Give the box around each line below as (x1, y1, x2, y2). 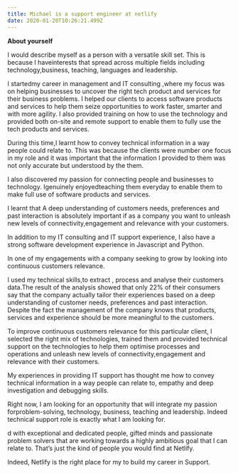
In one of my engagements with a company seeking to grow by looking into (7, 254, 227, 262)
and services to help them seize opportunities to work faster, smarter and (7, 102, 222, 110)
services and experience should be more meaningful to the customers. (7, 313, 215, 321)
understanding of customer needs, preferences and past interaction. (7, 298, 208, 307)
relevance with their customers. (7, 357, 100, 366)
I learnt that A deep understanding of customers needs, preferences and (7, 203, 220, 212)
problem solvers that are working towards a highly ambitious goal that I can (7, 436, 228, 445)
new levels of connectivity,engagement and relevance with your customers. (7, 218, 229, 228)
